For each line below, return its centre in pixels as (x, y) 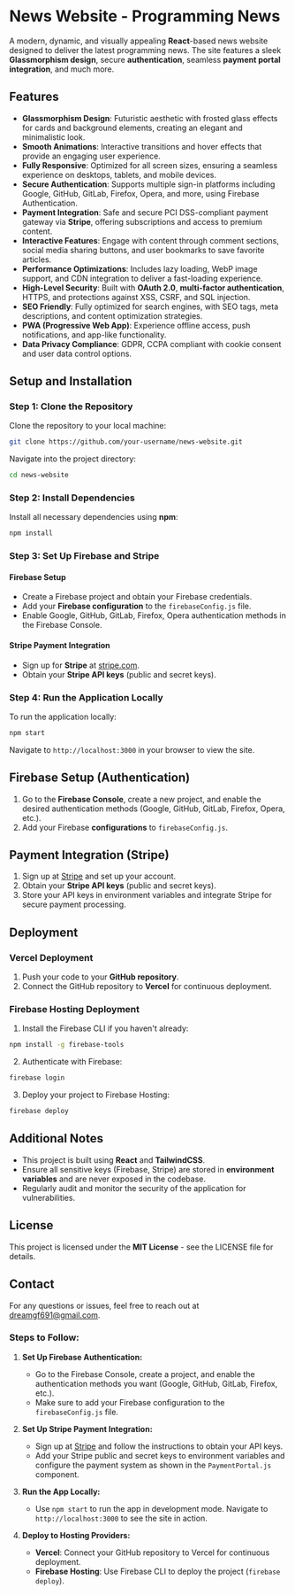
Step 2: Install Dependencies (72, 498)
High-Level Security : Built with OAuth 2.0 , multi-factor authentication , (153, 287)
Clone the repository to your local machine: (88, 426)
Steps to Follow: (44, 1337)
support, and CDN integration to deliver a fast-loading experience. (142, 278)
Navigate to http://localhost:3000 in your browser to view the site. (132, 749)
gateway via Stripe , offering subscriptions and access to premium (142, 221)
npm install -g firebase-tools (67, 1045)
